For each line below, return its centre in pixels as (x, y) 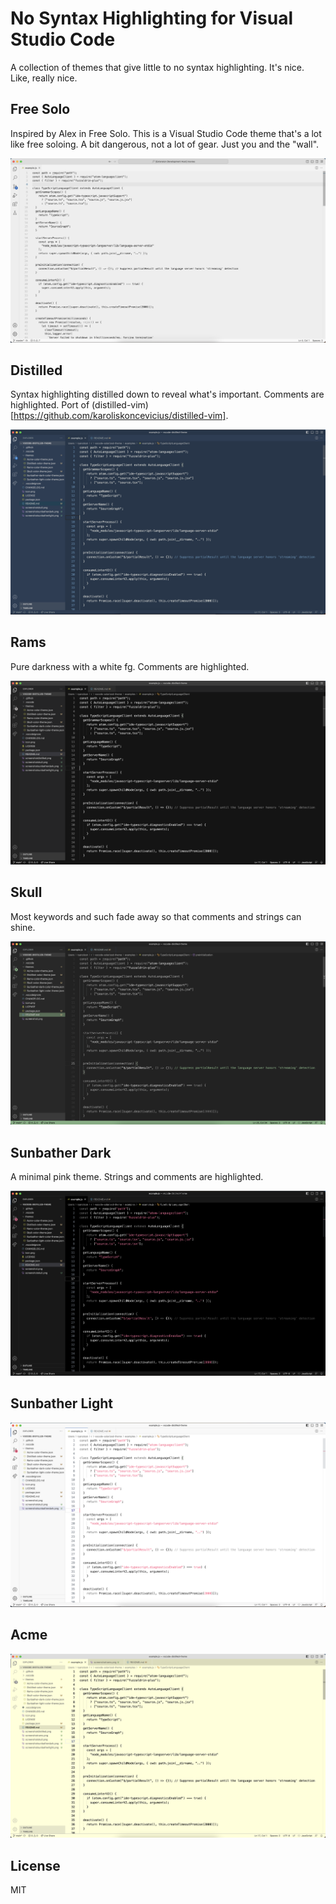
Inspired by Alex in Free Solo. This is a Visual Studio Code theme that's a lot (166, 133)
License (35, 1865)
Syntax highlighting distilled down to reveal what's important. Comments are (167, 394)
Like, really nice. (44, 78)
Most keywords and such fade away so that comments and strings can (156, 916)
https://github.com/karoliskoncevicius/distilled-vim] (120, 416)
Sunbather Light (61, 1403)
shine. (23, 927)
